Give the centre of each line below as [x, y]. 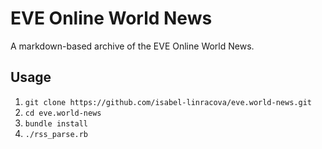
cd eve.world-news [63, 113]
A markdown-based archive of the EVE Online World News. [132, 46]
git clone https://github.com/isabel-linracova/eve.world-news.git [168, 102]
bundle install [56, 123]
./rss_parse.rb [56, 134]
